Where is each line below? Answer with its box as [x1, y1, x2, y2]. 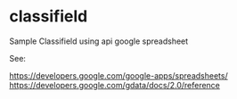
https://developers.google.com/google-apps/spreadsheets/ [9, 70, 229, 81]
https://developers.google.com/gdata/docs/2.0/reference [9, 79, 221, 90]
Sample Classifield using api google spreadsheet [9, 36, 189, 46]
